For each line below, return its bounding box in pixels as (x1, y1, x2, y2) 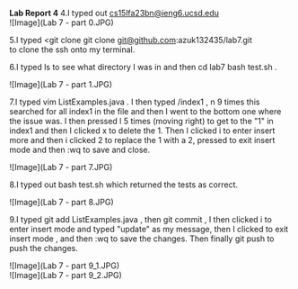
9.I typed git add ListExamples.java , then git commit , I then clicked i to (9, 214, 272, 224)
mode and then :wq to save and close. (9, 144, 151, 155)
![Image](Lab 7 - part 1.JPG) (9, 79, 113, 89)
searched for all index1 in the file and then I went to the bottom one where (9, 106, 282, 116)
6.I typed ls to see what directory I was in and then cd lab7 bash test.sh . (9, 62, 277, 72)
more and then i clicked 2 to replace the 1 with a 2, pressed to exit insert (9, 135, 276, 145)
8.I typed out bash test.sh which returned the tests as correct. (9, 179, 239, 190)
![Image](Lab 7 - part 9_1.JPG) (9, 260, 120, 271)
